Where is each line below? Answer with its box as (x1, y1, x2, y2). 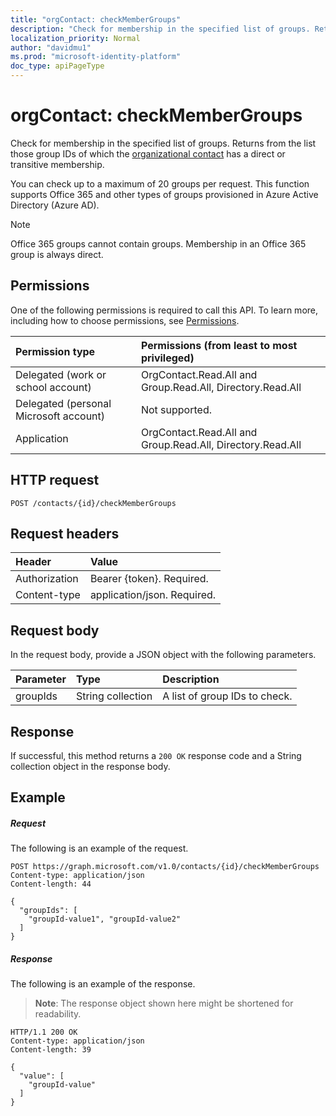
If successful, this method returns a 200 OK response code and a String (10, 750, 302, 761)
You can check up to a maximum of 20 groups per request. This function (10, 177, 310, 190)
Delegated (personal (15, 396, 112, 410)
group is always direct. (10, 248, 104, 260)
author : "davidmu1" (10, 42, 92, 53)
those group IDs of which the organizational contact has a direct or (10, 147, 286, 160)
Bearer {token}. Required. (89, 572, 209, 586)
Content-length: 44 (10, 879, 92, 890)
